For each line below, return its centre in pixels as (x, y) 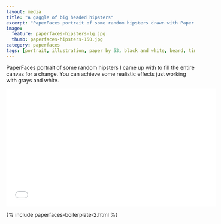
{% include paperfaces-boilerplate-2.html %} (62, 214)
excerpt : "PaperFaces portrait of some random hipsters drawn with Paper (100, 23)
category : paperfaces (33, 45)
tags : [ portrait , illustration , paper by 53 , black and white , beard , (96, 51)
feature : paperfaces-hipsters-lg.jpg (59, 34)
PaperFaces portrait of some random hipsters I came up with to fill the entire (100, 67)
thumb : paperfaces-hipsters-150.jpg (57, 39)
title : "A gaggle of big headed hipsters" (60, 17)
